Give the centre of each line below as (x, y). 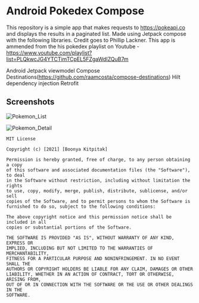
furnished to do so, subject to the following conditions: (81, 207)
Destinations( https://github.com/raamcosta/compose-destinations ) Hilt (93, 77)
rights (14, 186)
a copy (14, 165)
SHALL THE (18, 264)
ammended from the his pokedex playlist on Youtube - (73, 46)
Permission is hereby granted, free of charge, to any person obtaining (98, 160)
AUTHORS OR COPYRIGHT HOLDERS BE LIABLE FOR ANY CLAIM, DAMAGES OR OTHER (100, 269)
